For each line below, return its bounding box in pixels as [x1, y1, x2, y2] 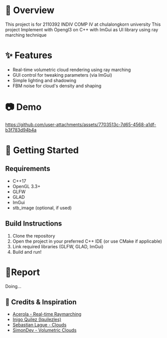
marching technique [5, 32, 47, 38]
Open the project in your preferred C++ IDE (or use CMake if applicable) [12, 238, 162, 244]
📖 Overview [5, 5, 54, 16]
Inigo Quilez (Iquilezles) [12, 316, 61, 322]
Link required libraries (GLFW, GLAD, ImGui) [12, 243, 104, 249]
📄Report [5, 266, 40, 278]
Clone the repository [12, 233, 55, 239]
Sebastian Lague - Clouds [12, 322, 67, 328]
